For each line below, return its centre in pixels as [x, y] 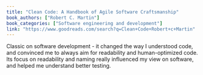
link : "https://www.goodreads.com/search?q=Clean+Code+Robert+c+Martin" [101, 29]
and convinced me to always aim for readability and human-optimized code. [102, 53]
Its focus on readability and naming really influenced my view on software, [100, 59]
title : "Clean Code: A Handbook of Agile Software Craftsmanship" [93, 12]
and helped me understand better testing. [59, 66]
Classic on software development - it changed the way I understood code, [100, 46]
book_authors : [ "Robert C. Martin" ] [53, 18]
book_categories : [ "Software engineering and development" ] [85, 23]
